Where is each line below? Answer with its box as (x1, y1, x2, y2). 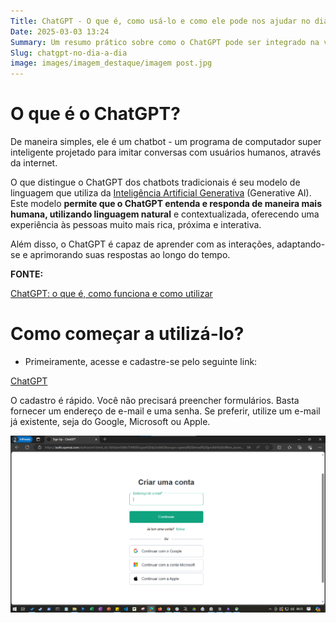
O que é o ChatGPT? (10, 103, 181, 125)
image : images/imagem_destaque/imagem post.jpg (10, 58, 213, 69)
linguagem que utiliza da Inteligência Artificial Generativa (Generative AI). (10, 187, 312, 199)
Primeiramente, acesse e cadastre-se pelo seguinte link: (24, 356, 258, 367)
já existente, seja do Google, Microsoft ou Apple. (10, 416, 211, 427)
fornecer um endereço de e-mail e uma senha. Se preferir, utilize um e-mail (10, 405, 321, 417)
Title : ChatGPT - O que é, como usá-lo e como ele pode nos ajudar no (10, 16, 311, 26)
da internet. (10, 157, 58, 169)
